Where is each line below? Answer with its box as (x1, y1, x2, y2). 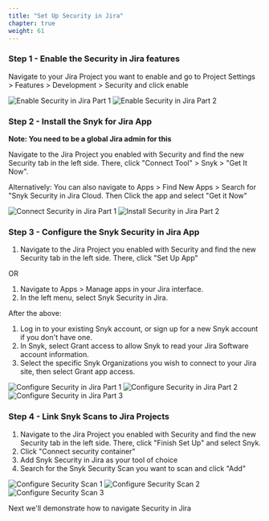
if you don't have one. (19, 333, 92, 343)
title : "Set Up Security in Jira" (8, 11, 124, 20)
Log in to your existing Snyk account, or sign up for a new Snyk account (19, 324, 259, 334)
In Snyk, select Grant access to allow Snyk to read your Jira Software (19, 341, 249, 351)
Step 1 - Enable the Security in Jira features (8, 53, 181, 64)
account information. (19, 350, 90, 359)
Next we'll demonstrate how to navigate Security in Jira (8, 503, 191, 513)
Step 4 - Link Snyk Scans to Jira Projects (8, 411, 170, 422)
